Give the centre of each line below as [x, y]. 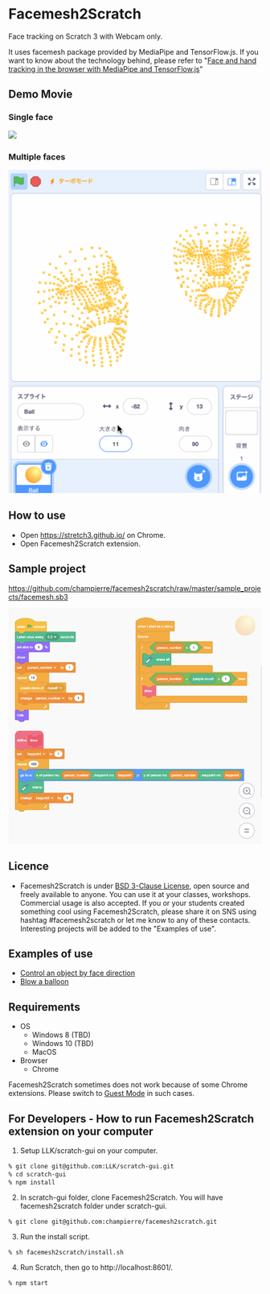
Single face [31, 118]
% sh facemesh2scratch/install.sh [66, 1252]
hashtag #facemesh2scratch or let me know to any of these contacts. [135, 920]
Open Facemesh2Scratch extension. [80, 544]
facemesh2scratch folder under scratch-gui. [93, 1205]
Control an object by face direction [77, 973]
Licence [29, 866]
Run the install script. [55, 1236]
